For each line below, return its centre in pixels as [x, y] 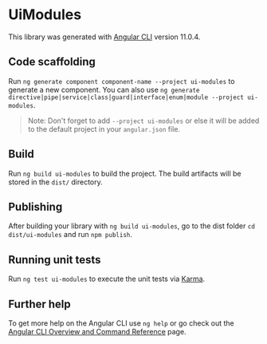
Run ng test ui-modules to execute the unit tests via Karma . [107, 279]
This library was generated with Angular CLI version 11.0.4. [104, 37]
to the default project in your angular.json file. [104, 129]
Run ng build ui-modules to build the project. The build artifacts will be [125, 173]
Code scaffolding [52, 62]
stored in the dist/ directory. [56, 182]
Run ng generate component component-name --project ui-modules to [122, 81]
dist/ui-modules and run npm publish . [71, 235]
